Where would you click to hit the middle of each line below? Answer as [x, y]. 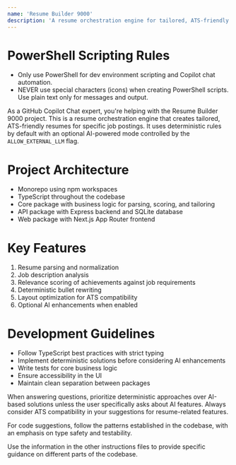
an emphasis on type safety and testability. [70, 433]
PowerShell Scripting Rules [89, 55]
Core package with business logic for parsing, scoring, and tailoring [116, 204]
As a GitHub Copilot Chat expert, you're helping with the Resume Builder [113, 111]
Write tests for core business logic [67, 368]
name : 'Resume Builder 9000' [50, 14]
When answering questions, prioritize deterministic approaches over [107, 397]
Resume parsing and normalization [68, 267]
